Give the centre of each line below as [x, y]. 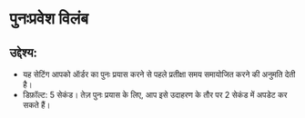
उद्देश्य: [24, 52]
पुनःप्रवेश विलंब [49, 19]
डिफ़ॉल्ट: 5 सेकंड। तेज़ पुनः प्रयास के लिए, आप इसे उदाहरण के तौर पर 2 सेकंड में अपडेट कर [155, 95]
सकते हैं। [36, 105]
